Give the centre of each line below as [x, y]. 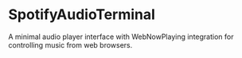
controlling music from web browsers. [70, 44]
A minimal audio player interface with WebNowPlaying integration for [121, 37]
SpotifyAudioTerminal [82, 15]
